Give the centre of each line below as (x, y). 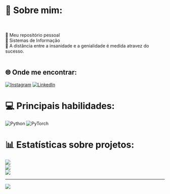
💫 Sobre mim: (34, 10)
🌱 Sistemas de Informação (33, 40)
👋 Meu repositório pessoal (33, 35)
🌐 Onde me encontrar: (41, 72)
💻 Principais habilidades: (60, 106)
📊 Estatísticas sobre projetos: (70, 145)
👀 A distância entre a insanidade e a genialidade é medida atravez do (77, 45)
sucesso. (15, 51)
